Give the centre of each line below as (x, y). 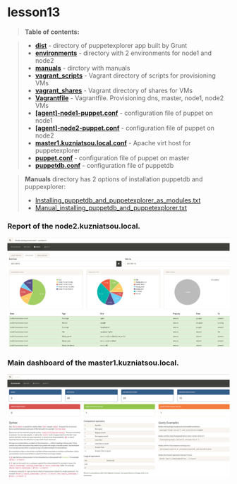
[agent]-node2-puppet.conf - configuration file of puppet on (125, 128)
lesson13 (34, 12)
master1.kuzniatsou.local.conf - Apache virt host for (113, 143)
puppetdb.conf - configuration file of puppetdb (104, 165)
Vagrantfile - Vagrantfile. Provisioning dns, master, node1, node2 (129, 98)
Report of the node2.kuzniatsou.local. (74, 226)
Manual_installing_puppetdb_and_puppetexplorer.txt (111, 207)
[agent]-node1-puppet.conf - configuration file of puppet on (124, 113)
